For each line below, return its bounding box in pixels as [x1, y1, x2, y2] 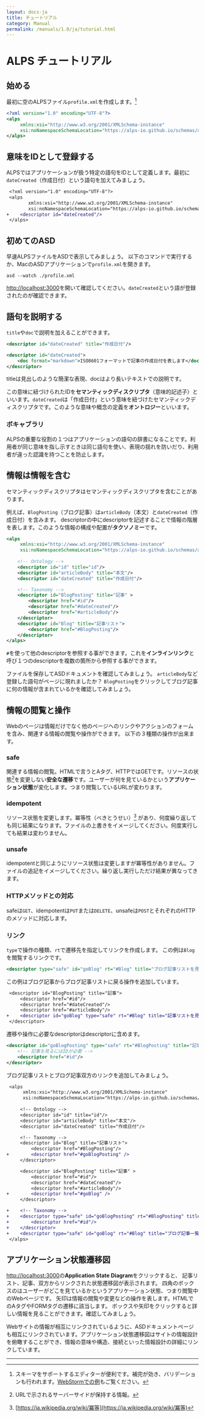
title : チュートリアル [6, 15, 58, 21]
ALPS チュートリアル [6, 54, 112, 68]
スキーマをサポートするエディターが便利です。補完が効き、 [15, 1371, 164, 1378]
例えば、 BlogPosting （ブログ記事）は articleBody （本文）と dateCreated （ [6, 508, 193, 515]
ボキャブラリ [6, 420, 45, 429]
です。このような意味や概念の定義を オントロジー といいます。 [38, 403, 193, 411]
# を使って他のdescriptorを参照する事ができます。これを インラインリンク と [6, 649, 195, 657]
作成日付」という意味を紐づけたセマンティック [73, 396, 191, 403]
